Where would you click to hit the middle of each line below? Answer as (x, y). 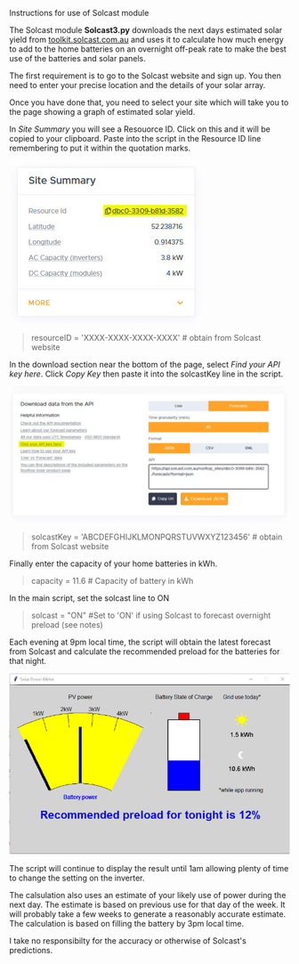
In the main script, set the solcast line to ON (89, 598)
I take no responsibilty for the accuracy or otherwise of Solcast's (128, 940)
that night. (28, 661)
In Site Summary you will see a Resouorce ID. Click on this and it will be (140, 129)
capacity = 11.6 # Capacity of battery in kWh (112, 581)
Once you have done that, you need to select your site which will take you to (149, 102)
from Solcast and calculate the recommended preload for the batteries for (145, 652)
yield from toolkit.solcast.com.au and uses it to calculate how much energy (147, 40)
